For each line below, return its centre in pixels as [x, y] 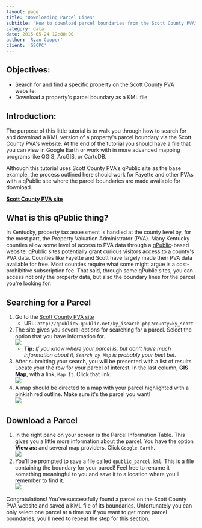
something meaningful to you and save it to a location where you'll [97, 474]
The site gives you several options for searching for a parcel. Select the [103, 330]
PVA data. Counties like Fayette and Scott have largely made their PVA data [99, 258]
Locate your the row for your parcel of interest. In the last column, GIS [101, 368]
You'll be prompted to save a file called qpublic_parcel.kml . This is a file [104, 461]
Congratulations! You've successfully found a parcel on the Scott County [96, 499]
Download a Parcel [42, 420]
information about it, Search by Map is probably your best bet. [100, 355]
